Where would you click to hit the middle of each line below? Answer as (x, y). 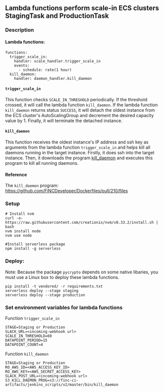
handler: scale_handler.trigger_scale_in (57, 61)
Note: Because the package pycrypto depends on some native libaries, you (82, 272)
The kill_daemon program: (32, 186)
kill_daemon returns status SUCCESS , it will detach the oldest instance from (80, 110)
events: (22, 65)
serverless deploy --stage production (45, 295)
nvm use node (19, 236)
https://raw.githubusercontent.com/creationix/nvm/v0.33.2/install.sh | (82, 223)
